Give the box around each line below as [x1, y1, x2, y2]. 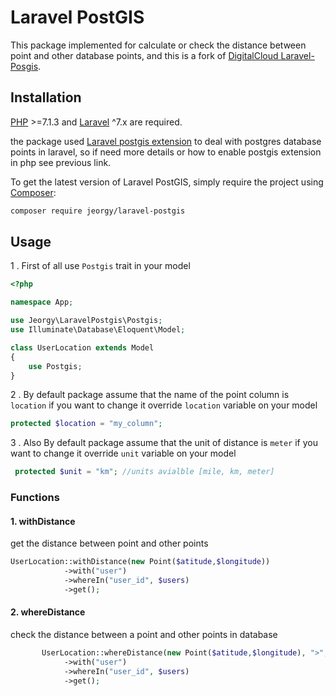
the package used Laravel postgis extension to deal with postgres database [10, 135, 322, 147]
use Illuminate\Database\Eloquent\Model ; [10, 325, 186, 335]
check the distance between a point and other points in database [10, 629, 278, 641]
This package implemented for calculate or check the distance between [10, 39, 307, 51]
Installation [10, 89, 82, 106]
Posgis [10, 60, 39, 72]
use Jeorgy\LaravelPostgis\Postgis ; [10, 316, 163, 326]
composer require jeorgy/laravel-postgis [10, 206, 186, 216]
